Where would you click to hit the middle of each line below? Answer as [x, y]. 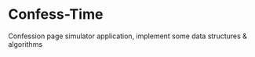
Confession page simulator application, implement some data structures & [127, 36]
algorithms [25, 44]
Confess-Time [56, 14]
